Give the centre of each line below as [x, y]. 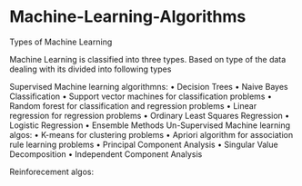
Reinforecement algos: [52, 171]
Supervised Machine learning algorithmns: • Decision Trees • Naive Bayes [149, 86]
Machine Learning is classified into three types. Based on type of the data [148, 59]
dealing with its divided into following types [91, 69]
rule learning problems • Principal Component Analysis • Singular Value [144, 144]
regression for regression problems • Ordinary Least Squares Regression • [150, 115]
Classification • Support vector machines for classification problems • [141, 96]
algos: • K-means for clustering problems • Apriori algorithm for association [151, 134]
